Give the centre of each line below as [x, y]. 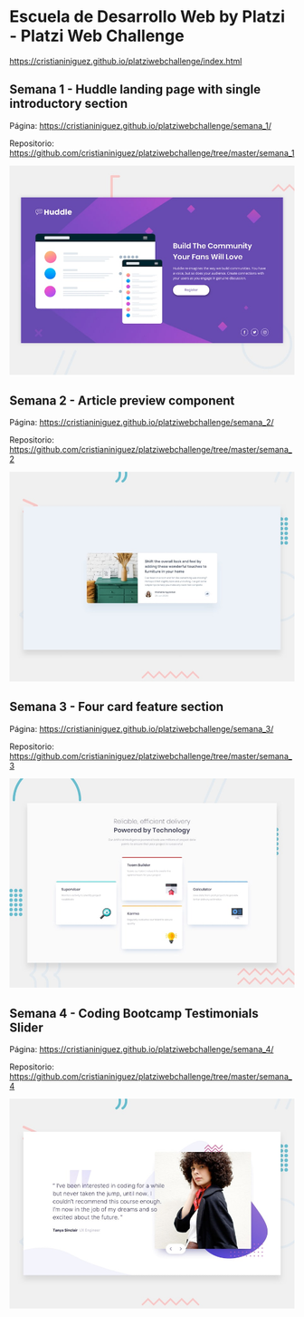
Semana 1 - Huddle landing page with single [135, 89]
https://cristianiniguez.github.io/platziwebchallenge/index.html [126, 61]
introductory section [69, 104]
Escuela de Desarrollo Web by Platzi [147, 17]
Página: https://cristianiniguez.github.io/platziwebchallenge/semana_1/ [140, 125]
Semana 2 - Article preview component [122, 400]
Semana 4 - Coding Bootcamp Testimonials [134, 1013]
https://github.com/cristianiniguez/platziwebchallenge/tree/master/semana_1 [152, 152]
